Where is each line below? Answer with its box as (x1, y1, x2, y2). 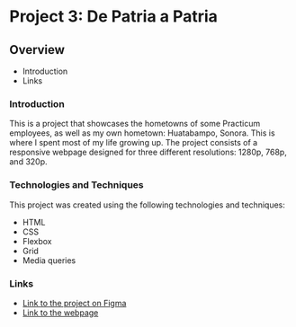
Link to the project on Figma (22, 297, 127, 308)
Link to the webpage (22, 307, 99, 318)
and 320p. (9, 156, 48, 167)
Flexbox (22, 235, 52, 246)
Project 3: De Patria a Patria (9, 6, 219, 27)
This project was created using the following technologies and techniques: (9, 199, 286, 210)
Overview (9, 42, 66, 57)
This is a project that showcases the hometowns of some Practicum (9, 119, 261, 129)
